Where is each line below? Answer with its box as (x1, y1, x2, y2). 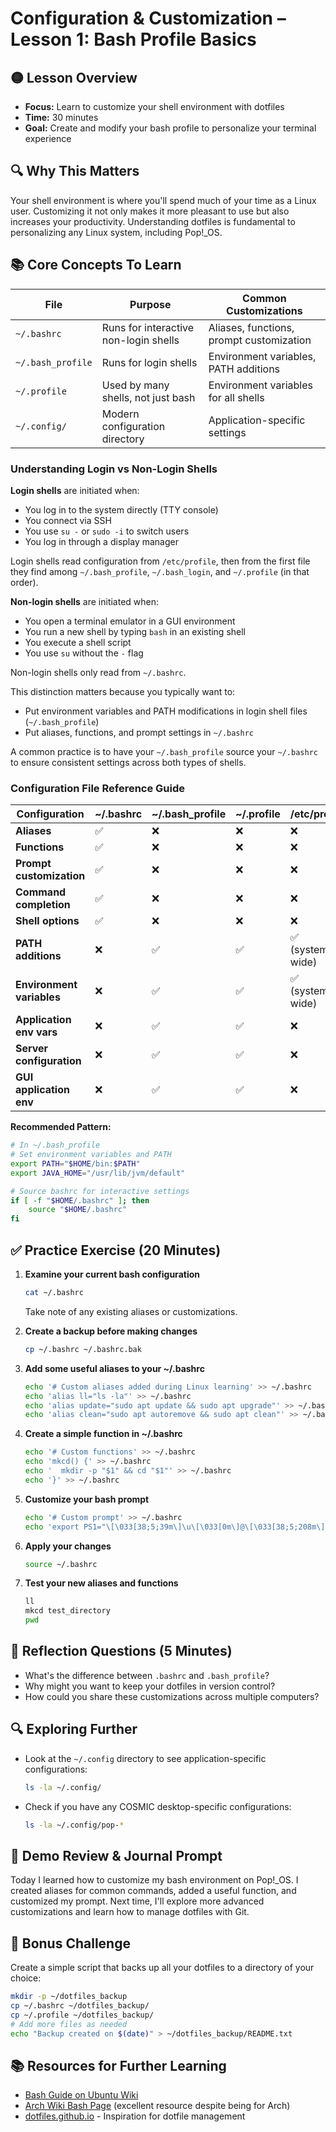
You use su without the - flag (24, 647, 144, 659)
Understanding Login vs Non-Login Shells (10, 462, 218, 476)
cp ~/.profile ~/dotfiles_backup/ (10, 2010, 155, 2020)
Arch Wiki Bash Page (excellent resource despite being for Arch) (24, 2100, 291, 2112)
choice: (10, 1972, 42, 1984)
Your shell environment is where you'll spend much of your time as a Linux (10, 194, 317, 206)
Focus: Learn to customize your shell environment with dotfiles (24, 101, 285, 112)
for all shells (208, 390, 265, 404)
